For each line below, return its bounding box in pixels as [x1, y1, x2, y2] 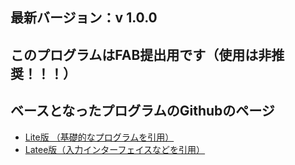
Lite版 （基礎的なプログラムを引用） [24, 131, 175, 143]
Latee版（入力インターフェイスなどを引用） [24, 143, 206, 155]
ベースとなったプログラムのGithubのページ [10, 103, 275, 120]
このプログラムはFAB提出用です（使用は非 [10, 46, 272, 63]
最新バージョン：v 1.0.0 [10, 9, 158, 27]
